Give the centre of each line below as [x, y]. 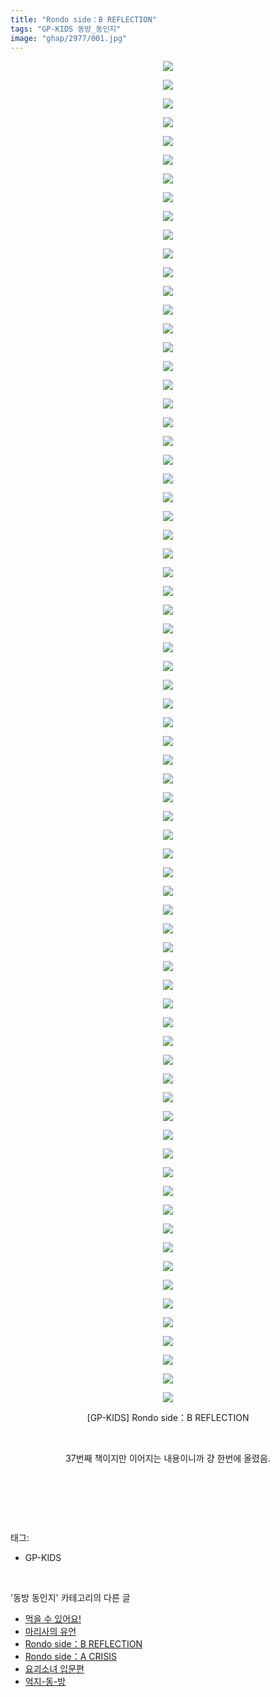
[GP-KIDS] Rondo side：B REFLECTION [168, 1418]
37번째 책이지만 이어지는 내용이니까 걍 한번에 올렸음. [168, 1458]
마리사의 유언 [50, 1632]
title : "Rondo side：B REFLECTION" [83, 19]
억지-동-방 [45, 1682]
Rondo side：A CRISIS [71, 1657]
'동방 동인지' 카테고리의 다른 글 [70, 1598]
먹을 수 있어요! [53, 1619]
